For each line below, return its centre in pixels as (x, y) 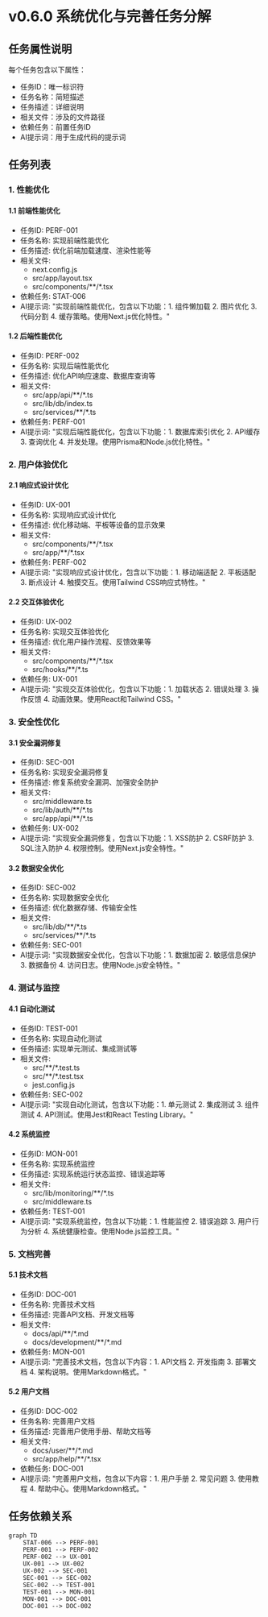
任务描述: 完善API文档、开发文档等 (77, 1314)
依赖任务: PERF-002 (53, 562)
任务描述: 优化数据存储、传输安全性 (78, 908)
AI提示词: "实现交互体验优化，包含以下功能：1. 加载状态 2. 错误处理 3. (135, 689)
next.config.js (55, 269)
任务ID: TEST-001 (49, 1028)
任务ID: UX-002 (46, 622)
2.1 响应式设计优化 (39, 485)
